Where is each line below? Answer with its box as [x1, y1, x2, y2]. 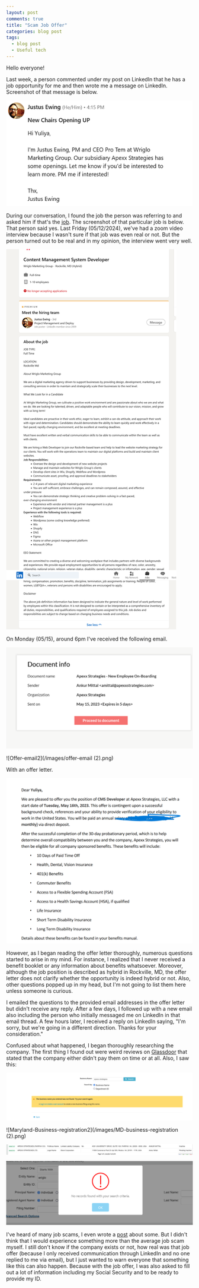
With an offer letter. [6, 766, 53, 773]
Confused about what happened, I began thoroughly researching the [6, 1041, 174, 1049]
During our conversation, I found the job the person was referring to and [6, 211, 182, 219]
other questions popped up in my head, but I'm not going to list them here [6, 981, 187, 988]
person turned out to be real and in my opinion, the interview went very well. [6, 237, 192, 244]
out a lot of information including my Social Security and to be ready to [6, 1268, 179, 1276]
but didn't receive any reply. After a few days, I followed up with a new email [6, 1005, 192, 1012]
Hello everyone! [6, 64, 45, 71]
